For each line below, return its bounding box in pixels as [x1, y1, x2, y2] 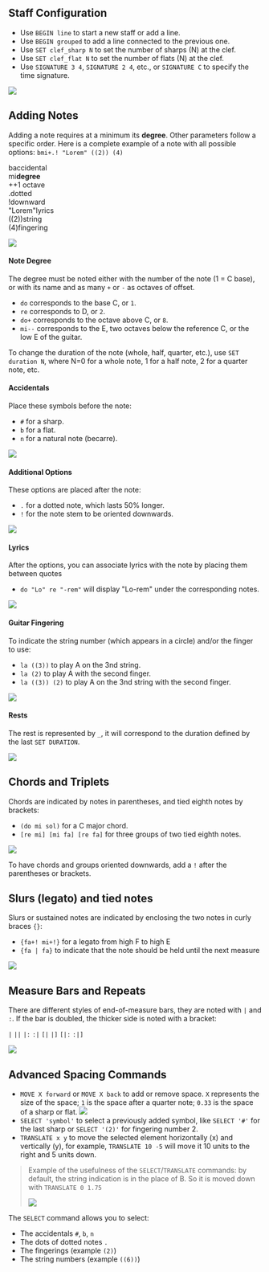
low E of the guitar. [19, 332, 83, 342]
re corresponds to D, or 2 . [19, 306, 106, 316]
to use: [8, 644, 31, 654]
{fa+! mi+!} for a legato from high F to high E [19, 937, 171, 947]
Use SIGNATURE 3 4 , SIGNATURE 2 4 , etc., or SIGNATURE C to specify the [19, 62, 250, 72]
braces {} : [8, 922, 43, 931]
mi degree [8, 171, 41, 181]
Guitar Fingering [8, 618, 64, 628]
